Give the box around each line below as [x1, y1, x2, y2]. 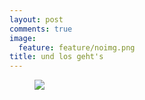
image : [9, 33, 37, 43]
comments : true [9, 24, 73, 34]
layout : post [9, 14, 64, 25]
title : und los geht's [9, 52, 104, 62]
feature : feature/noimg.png [18, 42, 136, 53]
